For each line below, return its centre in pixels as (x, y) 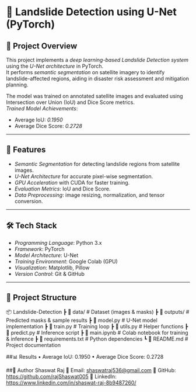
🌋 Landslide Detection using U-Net (91, 12)
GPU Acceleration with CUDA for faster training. (72, 182)
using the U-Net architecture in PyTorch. (55, 66)
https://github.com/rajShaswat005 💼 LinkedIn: (61, 377)
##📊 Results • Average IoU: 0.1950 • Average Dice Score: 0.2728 (85, 357)
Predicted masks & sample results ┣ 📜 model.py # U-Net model (82, 320)
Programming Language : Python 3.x (58, 242)
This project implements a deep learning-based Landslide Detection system (97, 60)
